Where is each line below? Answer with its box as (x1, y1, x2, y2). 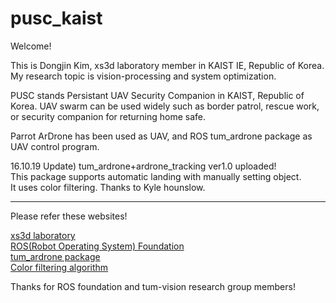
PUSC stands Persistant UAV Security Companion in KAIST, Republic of (10, 89, 305, 101)
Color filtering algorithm (10, 261, 109, 273)
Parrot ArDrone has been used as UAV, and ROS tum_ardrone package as (10, 130, 313, 142)
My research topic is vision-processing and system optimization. (10, 70, 277, 82)
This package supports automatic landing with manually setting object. (10, 170, 302, 182)
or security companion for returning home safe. (10, 110, 207, 122)
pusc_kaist (10, 7, 103, 30)
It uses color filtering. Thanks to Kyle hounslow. (10, 181, 206, 193)
